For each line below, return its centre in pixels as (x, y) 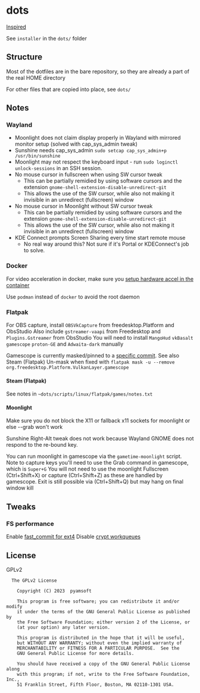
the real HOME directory (36, 77)
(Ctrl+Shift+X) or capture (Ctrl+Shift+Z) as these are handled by (84, 475)
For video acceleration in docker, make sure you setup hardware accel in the (100, 279)
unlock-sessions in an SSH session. (58, 168)
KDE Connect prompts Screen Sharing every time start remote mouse (100, 238)
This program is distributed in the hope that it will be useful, (101, 638)
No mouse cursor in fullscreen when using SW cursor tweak (88, 175)
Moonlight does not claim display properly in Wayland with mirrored (98, 138)
